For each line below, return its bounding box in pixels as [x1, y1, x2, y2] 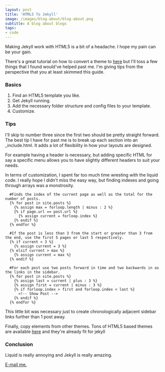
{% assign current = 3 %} [14, 244, 67, 249]
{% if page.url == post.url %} [14, 209, 78, 214]
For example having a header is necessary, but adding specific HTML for [5, 151, 152, 158]
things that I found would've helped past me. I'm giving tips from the [5, 64, 143, 70]
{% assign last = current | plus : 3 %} [14, 278, 98, 283]
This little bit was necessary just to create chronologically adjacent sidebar [5, 308, 156, 314]
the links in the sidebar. [5, 269, 60, 274]
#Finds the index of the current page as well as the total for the [9, 192, 153, 197]
